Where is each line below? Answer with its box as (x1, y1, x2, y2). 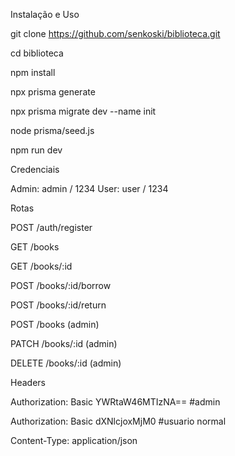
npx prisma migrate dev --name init (10, 105, 157, 117)
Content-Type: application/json (10, 435, 138, 446)
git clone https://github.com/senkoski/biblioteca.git (10, 28, 221, 39)
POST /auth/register (10, 222, 93, 233)
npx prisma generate (10, 86, 96, 98)
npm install (10, 67, 56, 78)
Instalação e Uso (10, 9, 80, 20)
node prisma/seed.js (10, 125, 95, 136)
